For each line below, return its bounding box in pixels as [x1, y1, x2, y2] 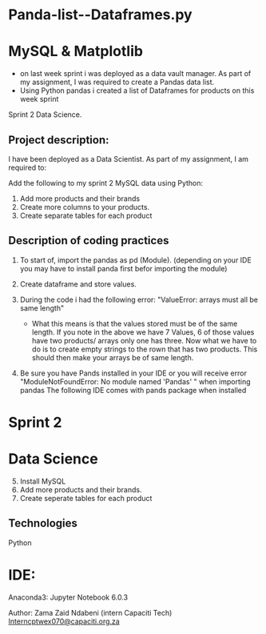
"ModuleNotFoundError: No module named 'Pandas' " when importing [19, 376, 251, 386]
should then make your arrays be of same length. [31, 352, 194, 362]
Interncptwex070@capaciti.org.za [8, 616, 120, 626]
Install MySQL [19, 476, 66, 486]
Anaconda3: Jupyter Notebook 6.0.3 [8, 592, 129, 602]
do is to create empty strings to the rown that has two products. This [31, 344, 258, 354]
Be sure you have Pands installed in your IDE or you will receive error [19, 368, 248, 378]
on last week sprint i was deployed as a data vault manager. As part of [19, 69, 252, 78]
